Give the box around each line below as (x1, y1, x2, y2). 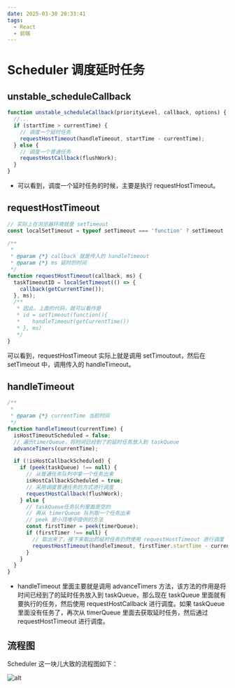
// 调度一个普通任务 (20, 148, 71, 155)
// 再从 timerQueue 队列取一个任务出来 (25, 510, 131, 517)
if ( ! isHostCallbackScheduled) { (13, 457, 111, 465)
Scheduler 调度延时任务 (7, 62, 145, 78)
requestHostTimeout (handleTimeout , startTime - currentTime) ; (20, 135, 205, 142)
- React (13, 23, 36, 30)
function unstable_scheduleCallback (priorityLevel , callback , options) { (7, 109, 227, 116)
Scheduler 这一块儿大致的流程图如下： (7, 659, 119, 668)
